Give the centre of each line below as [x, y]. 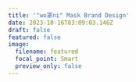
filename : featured [47, 52]
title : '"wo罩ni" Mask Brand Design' [69, 15]
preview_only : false [48, 66]
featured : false [34, 37]
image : [19, 45]
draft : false [29, 30]
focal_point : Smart [47, 59]
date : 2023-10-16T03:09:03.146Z [61, 23]
